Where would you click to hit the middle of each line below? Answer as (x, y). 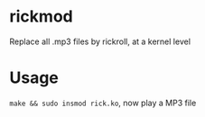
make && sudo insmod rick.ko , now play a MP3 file (103, 103)
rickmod (42, 17)
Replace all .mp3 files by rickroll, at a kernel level (100, 41)
